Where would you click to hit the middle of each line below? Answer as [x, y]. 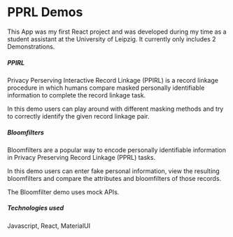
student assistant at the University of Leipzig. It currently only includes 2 [112, 39]
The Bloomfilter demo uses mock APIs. [63, 192]
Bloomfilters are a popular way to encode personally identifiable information [116, 150]
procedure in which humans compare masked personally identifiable [106, 88]
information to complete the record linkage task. [77, 95]
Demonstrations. [31, 46]
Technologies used [36, 208]
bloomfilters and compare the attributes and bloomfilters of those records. [114, 178]
